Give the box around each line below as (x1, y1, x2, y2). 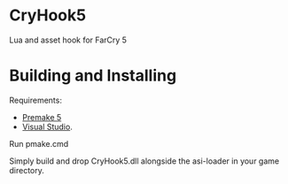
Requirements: (9, 95, 62, 105)
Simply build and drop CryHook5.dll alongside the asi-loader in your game (9, 156, 280, 166)
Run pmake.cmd (9, 138, 69, 149)
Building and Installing (9, 65, 177, 86)
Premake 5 (21, 111, 62, 122)
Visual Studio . (21, 121, 73, 132)
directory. (9, 165, 44, 175)
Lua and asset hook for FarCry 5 (9, 34, 127, 45)
